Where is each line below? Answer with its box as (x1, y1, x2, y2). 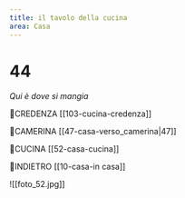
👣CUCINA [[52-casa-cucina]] (9, 144, 120, 154)
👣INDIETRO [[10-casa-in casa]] (9, 161, 126, 173)
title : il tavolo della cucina (9, 13, 128, 23)
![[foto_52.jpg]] (9, 179, 65, 190)
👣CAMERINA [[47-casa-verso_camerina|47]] (9, 126, 177, 137)
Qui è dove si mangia (9, 91, 89, 102)
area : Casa (9, 22, 51, 31)
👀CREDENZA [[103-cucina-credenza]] (9, 108, 152, 119)
